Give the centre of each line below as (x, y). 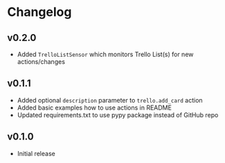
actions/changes (41, 62)
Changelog (39, 12)
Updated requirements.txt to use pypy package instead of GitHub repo (118, 114)
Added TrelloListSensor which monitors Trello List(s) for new (105, 54)
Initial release (36, 153)
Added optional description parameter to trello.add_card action (110, 100)
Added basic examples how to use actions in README (94, 108)
